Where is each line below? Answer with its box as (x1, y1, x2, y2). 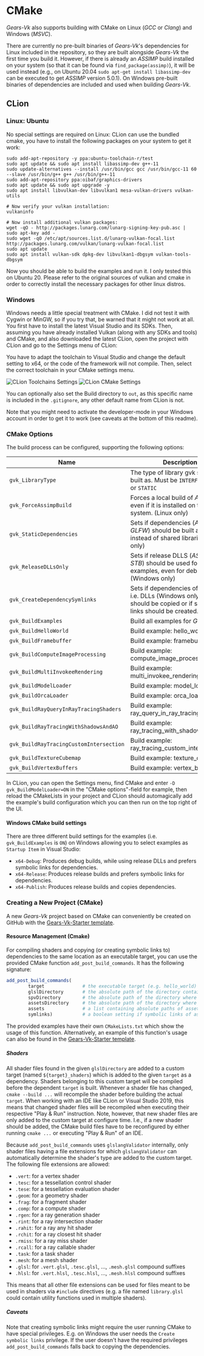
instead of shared (130, 534, 180, 543)
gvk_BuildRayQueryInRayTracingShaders (9, 706, 121, 713)
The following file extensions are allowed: (6, 1161, 110, 1168)
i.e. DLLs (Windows (130, 592, 186, 600)
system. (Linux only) (130, 509, 189, 518)
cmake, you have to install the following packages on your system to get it (6, 137, 191, 144)
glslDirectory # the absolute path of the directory (28, 989, 181, 995)
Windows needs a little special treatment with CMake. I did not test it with (6, 309, 190, 317)
